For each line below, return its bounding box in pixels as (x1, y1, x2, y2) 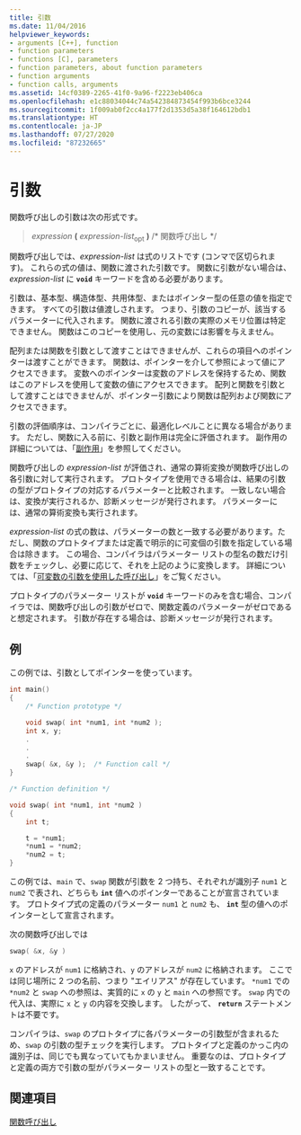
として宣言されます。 (40, 909, 120, 921)
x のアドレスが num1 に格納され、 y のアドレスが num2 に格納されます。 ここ (9, 963, 285, 975)
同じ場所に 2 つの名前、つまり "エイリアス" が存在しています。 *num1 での (16, 975, 290, 986)
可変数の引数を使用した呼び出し (36, 572, 155, 582)
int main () (9, 685, 50, 695)
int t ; (25, 817, 50, 827)
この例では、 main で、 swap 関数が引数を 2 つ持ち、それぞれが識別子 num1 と (9, 876, 288, 887)
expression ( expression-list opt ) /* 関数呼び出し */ (31, 230, 217, 244)
